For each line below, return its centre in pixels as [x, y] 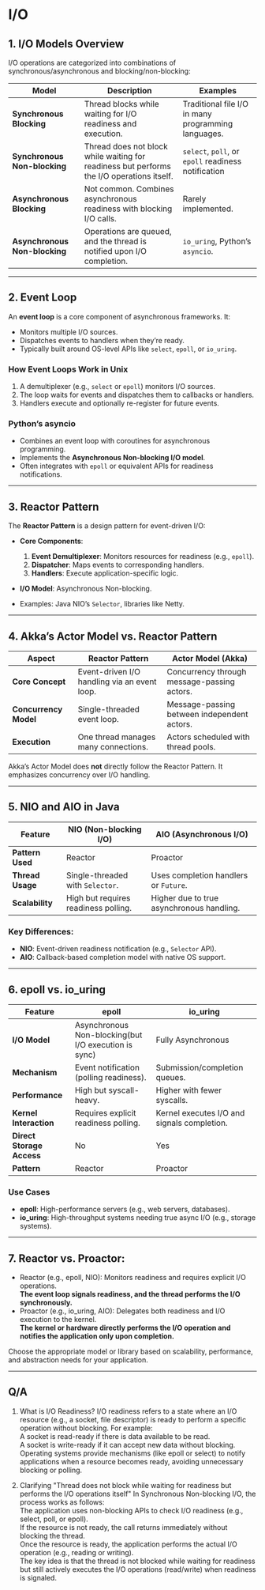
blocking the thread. [52, 1535]
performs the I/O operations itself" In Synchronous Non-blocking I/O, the [138, 1494]
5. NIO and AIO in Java [64, 807]
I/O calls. [100, 219]
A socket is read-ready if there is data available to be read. [115, 1436]
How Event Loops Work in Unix [68, 369]
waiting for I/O [110, 114]
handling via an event [117, 682]
